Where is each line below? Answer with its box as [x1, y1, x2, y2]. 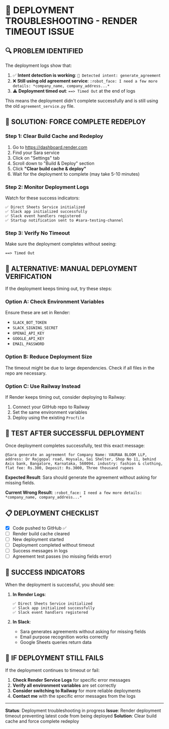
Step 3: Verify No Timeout [5, 229, 70, 236]
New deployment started [12, 536, 64, 542]
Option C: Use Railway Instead [5, 383, 80, 390]
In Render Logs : [12, 591, 46, 597]
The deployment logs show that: [5, 62, 72, 68]
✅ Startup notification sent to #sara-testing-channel [5, 217, 124, 223]
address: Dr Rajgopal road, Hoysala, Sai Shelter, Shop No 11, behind [5, 457, 156, 462]
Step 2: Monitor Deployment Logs [5, 183, 89, 190]
